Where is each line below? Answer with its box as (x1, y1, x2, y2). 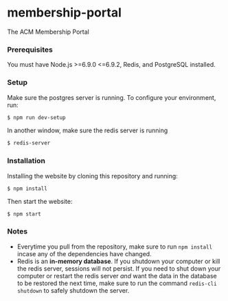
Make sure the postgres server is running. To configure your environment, (7, 93, 216, 101)
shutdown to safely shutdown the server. (16, 286, 130, 294)
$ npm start (7, 210, 41, 218)
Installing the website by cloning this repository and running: (7, 172, 179, 180)
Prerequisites (7, 45, 53, 54)
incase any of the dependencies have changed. (16, 249, 152, 258)
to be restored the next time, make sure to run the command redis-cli (16, 279, 218, 287)
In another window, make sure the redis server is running (7, 126, 168, 135)
